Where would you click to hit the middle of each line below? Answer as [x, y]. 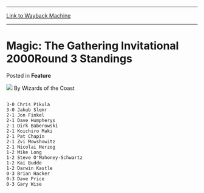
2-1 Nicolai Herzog [31, 147]
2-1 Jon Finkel [25, 115]
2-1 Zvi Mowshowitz [31, 141]
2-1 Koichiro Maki [29, 131]
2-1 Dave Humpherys [31, 120]
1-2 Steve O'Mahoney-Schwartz [45, 157]
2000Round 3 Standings [69, 59]
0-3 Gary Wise [24, 184]
